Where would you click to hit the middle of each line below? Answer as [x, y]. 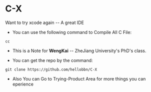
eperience [23, 84]
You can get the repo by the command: [53, 60]
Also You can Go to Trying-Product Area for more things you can [79, 78]
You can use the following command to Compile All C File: [72, 32]
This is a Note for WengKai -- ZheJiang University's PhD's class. [79, 50]
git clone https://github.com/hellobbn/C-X [51, 69]
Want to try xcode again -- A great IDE [44, 22]
